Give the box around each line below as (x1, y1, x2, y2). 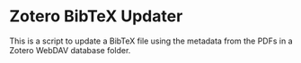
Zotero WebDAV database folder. (9, 44, 131, 55)
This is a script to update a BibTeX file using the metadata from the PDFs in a (9, 35, 294, 46)
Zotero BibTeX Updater (9, 6, 183, 27)
